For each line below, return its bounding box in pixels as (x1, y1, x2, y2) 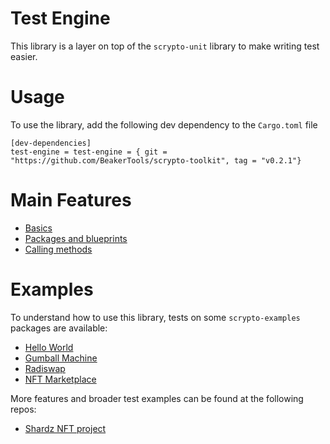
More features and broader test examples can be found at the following (10, 392, 304, 404)
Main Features (10, 189, 132, 212)
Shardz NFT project (24, 422, 107, 434)
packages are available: (10, 322, 108, 334)
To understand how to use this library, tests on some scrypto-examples (10, 311, 301, 323)
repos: (10, 403, 37, 415)
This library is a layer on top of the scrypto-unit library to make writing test (10, 40, 320, 52)
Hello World (24, 341, 74, 353)
